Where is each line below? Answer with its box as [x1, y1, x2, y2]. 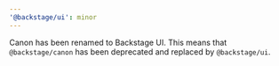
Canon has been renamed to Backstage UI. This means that [9, 37, 227, 48]
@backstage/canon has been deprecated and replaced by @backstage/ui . [9, 46, 271, 57]
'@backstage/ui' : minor [9, 12, 98, 22]
